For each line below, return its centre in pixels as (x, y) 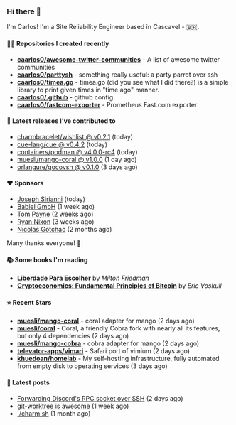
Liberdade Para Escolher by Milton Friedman (83, 278)
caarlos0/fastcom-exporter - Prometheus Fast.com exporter (107, 104)
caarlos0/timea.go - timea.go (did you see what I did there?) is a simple (123, 82)
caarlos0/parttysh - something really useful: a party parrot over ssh (117, 75)
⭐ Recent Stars (29, 302)
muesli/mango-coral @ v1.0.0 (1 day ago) (77, 159)
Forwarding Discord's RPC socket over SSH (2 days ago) (100, 398)
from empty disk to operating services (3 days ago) (92, 366)
